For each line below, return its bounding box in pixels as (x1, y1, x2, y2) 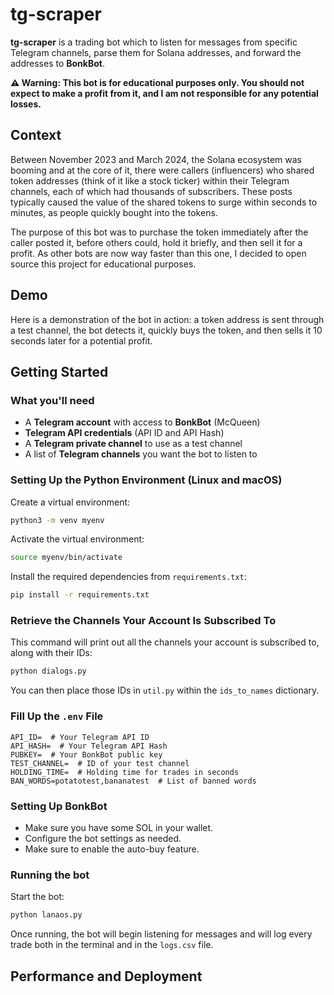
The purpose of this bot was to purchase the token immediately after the (10, 226, 309, 238)
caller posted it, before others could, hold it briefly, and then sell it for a (10, 236, 303, 248)
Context (10, 127, 62, 144)
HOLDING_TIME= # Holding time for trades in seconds (10, 767, 240, 777)
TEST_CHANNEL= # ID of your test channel (10, 758, 190, 768)
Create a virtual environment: (10, 496, 131, 508)
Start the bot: (10, 891, 65, 903)
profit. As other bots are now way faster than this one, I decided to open (10, 247, 307, 259)
